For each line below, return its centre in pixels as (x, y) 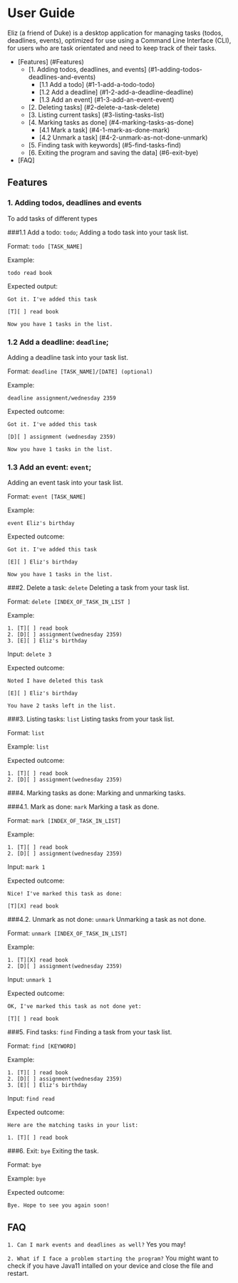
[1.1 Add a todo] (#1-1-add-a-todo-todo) (97, 84)
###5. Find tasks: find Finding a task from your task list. (90, 1032)
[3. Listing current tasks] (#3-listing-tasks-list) (97, 115)
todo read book (30, 273)
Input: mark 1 (26, 867)
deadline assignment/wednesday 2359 (62, 398)
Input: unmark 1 (30, 980)
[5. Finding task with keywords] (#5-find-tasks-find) (105, 145)
